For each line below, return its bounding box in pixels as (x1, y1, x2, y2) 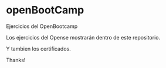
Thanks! (6, 56, 26, 63)
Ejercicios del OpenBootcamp (6, 23, 78, 30)
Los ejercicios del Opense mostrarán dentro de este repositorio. (6, 34, 160, 41)
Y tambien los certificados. (6, 45, 72, 52)
